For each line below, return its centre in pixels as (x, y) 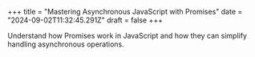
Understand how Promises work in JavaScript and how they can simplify (127, 36)
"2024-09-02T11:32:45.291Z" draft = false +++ (85, 20)
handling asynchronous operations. (66, 44)
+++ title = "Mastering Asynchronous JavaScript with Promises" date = (125, 12)
